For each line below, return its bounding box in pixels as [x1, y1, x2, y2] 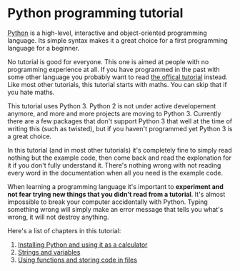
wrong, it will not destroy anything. [7, 213, 109, 221]
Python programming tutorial [7, 5, 184, 21]
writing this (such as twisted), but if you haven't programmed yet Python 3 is [7, 124, 233, 133]
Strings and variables [17, 247, 81, 256]
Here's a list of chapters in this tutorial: [7, 226, 121, 235]
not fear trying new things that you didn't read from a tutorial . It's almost [7, 190, 226, 198]
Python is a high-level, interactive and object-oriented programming [7, 29, 207, 37]
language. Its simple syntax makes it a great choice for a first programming [7, 36, 229, 44]
